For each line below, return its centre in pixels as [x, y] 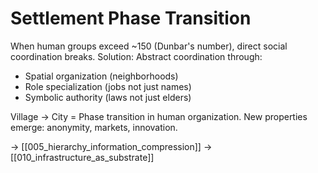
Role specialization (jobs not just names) [108, 86]
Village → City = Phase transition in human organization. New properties [159, 116]
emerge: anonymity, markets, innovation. [94, 127]
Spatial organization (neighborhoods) [101, 76]
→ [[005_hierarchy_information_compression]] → [111, 146]
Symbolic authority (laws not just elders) [108, 97]
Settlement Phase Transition [131, 18]
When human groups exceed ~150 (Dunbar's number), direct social [149, 46]
